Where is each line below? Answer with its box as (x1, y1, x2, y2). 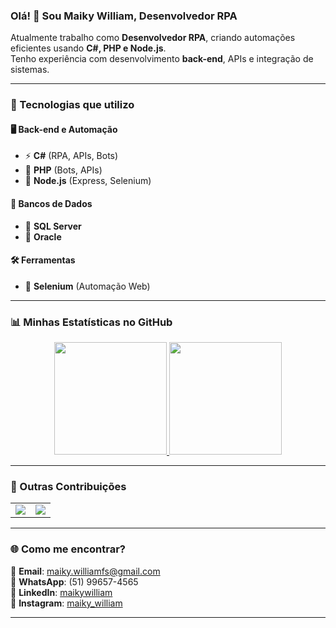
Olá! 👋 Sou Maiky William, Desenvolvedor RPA (10, 9, 238, 23)
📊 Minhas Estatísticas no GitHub (10, 315, 173, 329)
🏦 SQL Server (24, 220, 82, 232)
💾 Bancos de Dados (10, 198, 93, 210)
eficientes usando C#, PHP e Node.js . (10, 42, 167, 54)
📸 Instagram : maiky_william (10, 597, 123, 609)
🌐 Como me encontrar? (10, 542, 126, 556)
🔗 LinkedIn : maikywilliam (10, 586, 113, 598)
